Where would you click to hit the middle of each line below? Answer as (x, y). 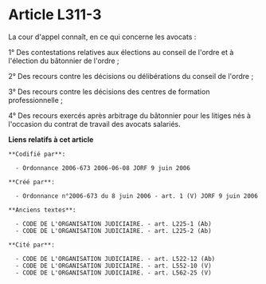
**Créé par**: (32, 182)
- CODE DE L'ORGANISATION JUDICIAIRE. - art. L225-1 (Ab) (114, 224)
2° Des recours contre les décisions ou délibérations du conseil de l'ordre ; (131, 76)
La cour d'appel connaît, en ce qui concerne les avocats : (102, 37)
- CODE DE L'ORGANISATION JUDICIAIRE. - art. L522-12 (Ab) (115, 258)
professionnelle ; (36, 100)
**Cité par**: (32, 245)
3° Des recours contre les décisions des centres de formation (109, 91)
